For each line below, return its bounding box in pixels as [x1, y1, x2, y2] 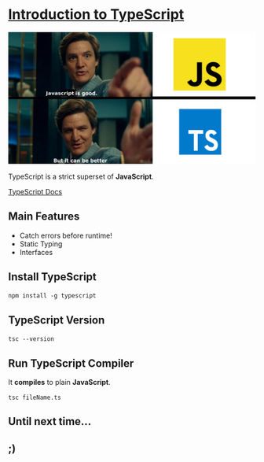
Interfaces [19, 247, 53, 257]
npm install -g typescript [8, 292, 97, 300]
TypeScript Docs [8, 187, 63, 196]
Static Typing [19, 238, 63, 249]
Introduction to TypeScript [8, 6, 185, 24]
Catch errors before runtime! [19, 231, 112, 240]
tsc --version [8, 335, 55, 343]
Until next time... [8, 415, 92, 428]
